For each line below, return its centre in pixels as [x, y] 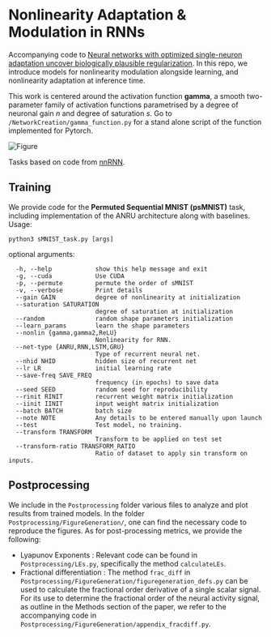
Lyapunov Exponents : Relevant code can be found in [109, 555]
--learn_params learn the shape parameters [103, 326]
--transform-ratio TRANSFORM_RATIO [76, 446]
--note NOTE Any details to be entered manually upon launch [139, 418]
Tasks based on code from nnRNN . [67, 162]
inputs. [21, 460]
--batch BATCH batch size [74, 411]
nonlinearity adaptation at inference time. [77, 80]
